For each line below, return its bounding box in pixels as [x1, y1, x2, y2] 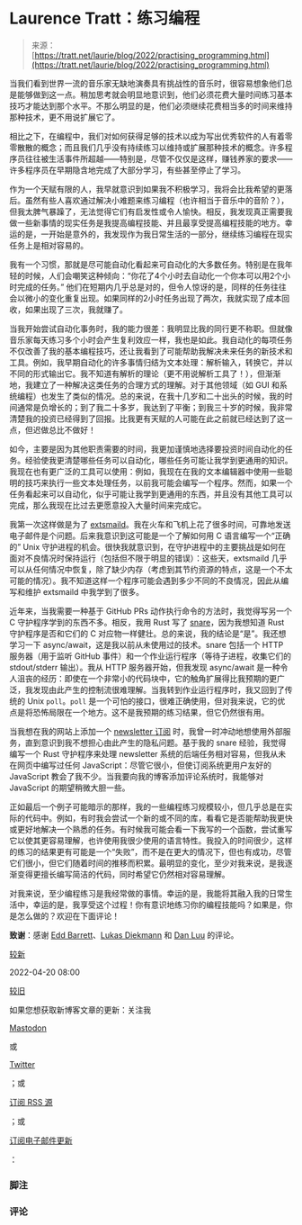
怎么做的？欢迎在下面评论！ [16, 910, 120, 921]
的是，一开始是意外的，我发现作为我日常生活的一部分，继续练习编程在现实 [16, 229, 293, 239]
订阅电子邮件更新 [9, 1135, 73, 1146]
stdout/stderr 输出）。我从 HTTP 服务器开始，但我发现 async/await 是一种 [9, 662, 280, 672]
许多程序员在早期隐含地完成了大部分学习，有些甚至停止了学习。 [9, 164, 245, 176]
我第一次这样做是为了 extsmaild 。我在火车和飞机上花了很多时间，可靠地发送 [9, 518, 292, 529]
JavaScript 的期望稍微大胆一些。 [9, 782, 130, 793]
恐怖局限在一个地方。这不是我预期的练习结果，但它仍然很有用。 [32, 707, 270, 717]
